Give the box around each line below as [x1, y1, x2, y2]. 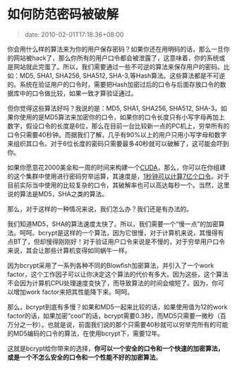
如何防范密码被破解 [7, 6, 119, 23]
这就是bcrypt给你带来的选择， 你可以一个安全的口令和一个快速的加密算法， [7, 344, 224, 352]
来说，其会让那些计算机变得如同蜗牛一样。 [7, 246, 131, 254]
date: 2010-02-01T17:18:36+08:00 [24, 30, 124, 39]
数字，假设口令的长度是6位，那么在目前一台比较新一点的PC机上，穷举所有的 [7, 121, 230, 130]
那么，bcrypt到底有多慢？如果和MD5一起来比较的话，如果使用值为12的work [7, 302, 228, 311]
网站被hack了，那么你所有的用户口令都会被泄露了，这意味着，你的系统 [13, 54, 219, 62]
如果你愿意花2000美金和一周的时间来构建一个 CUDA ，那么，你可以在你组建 [7, 163, 226, 172]
